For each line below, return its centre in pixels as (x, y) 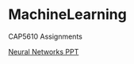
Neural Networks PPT (44, 51)
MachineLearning (67, 15)
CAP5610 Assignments (46, 36)
